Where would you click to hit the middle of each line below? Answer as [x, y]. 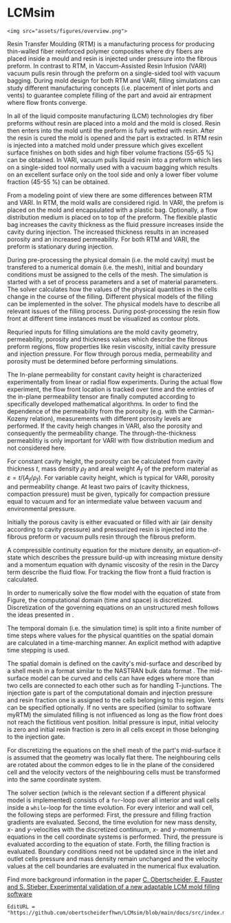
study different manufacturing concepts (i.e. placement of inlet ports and [110, 88]
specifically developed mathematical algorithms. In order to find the [103, 404]
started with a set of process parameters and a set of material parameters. [112, 281]
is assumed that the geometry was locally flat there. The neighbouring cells [114, 757]
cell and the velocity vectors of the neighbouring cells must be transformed [114, 772]
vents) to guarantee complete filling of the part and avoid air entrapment [109, 95]
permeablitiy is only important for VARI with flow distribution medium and [111, 440]
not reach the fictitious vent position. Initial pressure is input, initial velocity [113, 722]
